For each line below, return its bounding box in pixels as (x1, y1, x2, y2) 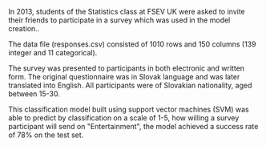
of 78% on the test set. (8, 130, 84, 140)
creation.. (8, 24, 40, 33)
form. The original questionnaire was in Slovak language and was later (8, 72, 240, 81)
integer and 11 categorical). (8, 48, 98, 57)
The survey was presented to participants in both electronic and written (8, 63, 245, 73)
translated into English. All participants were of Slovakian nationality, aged (8, 80, 252, 90)
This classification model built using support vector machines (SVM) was (8, 104, 250, 114)
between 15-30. (8, 89, 60, 99)
